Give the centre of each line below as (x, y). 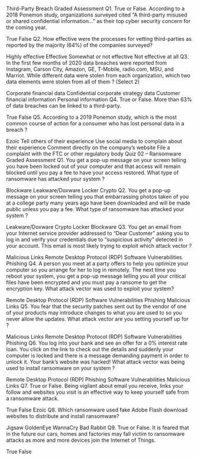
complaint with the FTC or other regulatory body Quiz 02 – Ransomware (94, 154)
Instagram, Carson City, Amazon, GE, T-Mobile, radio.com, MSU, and (90, 69)
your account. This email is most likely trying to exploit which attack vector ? (99, 246)
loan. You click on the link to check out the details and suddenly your (90, 349)
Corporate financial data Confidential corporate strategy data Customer (93, 93)
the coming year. (27, 27)
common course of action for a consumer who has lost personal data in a (95, 123)
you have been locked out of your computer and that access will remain (93, 166)
